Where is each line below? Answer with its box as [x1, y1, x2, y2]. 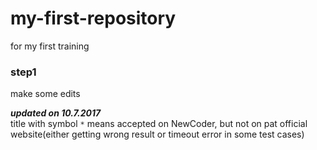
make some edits [10, 88, 81, 100]
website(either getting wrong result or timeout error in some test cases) [10, 128, 305, 141]
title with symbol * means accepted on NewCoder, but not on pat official [10, 118, 308, 130]
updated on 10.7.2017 [10, 107, 102, 119]
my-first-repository [10, 7, 177, 30]
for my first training [10, 40, 90, 52]
